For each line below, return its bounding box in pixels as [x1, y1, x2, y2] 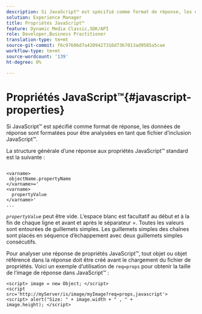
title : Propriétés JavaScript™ [6, 20, 85, 26]
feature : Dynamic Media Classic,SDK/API [6, 25, 109, 32]
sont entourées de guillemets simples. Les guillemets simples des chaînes [6, 226, 189, 233]
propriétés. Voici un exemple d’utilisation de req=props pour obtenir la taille [6, 263, 191, 270]
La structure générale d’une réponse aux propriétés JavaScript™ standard [6, 147, 188, 155]
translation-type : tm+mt [6, 37, 69, 43]
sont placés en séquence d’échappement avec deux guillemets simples [6, 232, 183, 239]
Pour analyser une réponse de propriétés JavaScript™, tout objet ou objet [6, 250, 188, 257]
